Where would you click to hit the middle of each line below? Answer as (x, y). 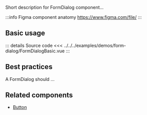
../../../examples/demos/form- (95, 45)
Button (20, 107)
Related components (39, 95)
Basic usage (25, 33)
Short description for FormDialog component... (55, 7)
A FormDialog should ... (30, 79)
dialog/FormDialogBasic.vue (35, 51)
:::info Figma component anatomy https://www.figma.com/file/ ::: (73, 17)
